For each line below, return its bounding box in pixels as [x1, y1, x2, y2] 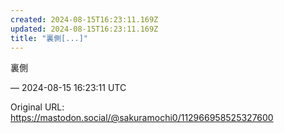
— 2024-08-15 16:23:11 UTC [10, 82, 127, 94]
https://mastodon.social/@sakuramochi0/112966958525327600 [10, 112, 274, 124]
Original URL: [10, 101, 65, 113]
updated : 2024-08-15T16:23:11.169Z [10, 24, 159, 34]
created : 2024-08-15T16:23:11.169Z [10, 14, 159, 25]
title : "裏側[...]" [10, 33, 89, 43]
